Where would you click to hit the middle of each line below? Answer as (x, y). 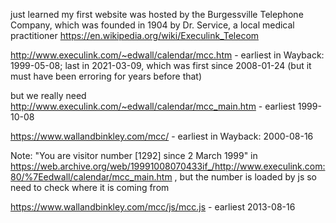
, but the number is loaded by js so (246, 177)
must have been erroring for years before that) (106, 76)
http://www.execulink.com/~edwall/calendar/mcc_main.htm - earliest (153, 106)
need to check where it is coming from (90, 187)
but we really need (48, 95)
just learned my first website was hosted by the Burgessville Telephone (157, 14)
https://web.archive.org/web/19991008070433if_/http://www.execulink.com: (168, 166)
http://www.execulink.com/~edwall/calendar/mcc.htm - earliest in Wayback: (167, 55)
